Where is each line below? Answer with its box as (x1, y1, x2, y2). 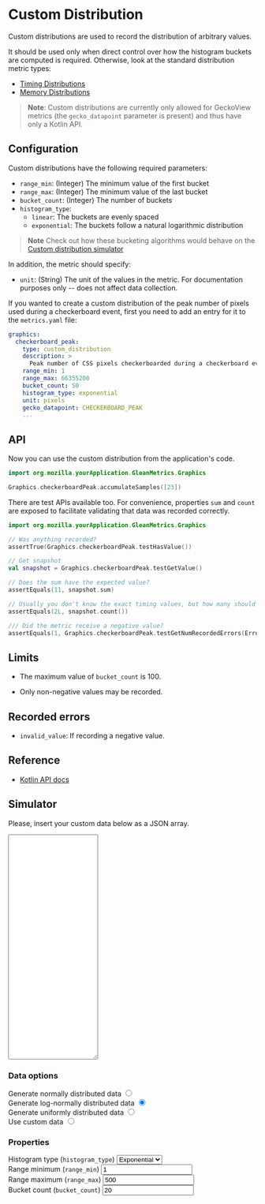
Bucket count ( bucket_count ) (8, 1185, 101, 1195)
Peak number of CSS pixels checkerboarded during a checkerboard (28, 360, 248, 368)
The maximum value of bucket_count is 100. (19, 672, 162, 682)
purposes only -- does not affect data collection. (19, 282, 178, 293)
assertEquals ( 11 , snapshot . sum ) (8, 586, 114, 594)
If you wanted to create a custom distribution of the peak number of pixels (8, 298, 250, 308)
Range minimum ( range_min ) (8, 1165, 100, 1174)
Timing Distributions (19, 79, 85, 88)
